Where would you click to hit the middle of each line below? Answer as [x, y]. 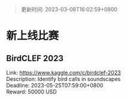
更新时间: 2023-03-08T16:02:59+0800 [69, 9]
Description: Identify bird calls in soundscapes [63, 79]
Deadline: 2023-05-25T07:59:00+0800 [55, 85]
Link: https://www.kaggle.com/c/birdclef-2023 [63, 72]
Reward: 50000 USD [31, 92]
